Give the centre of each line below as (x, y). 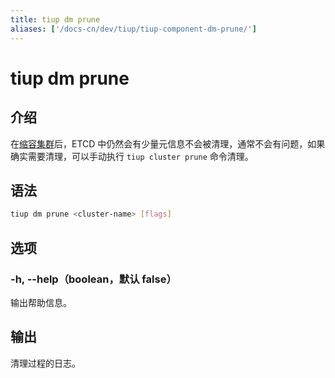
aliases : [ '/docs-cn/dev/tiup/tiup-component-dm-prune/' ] (133, 29)
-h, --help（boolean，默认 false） (93, 279)
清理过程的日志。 (45, 363)
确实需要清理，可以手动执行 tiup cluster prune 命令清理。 (132, 156)
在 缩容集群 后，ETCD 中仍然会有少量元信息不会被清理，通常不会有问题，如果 (168, 143)
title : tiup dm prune (55, 19)
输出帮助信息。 (41, 302)
